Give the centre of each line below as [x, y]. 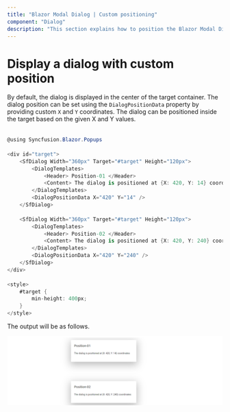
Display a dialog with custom [91, 63]
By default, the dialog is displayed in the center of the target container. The [113, 97]
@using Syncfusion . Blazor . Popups [55, 140]
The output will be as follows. [49, 326]
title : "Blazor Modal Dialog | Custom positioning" [82, 14]
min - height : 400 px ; [60, 299]
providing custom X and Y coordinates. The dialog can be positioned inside [112, 112]
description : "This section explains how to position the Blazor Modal [111, 29]
